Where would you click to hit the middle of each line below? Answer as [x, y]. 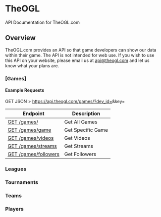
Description [86, 113]
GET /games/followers [33, 154]
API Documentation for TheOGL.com [43, 22]
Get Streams [79, 146]
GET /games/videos [31, 138]
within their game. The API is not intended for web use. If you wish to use [80, 55]
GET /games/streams [32, 146]
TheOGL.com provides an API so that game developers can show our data [81, 50]
